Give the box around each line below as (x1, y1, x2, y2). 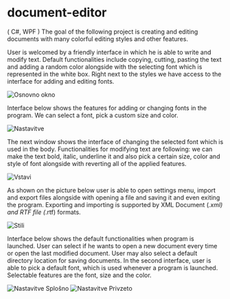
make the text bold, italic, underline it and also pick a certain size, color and (7, 152, 220, 160)
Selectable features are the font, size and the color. (7, 271, 152, 279)
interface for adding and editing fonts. (7, 77, 115, 85)
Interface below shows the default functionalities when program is (7, 235, 194, 243)
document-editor (7, 5, 107, 21)
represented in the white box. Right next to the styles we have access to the (7, 70, 222, 78)
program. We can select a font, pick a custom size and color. (7, 111, 179, 119)
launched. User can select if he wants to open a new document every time (7, 241, 218, 250)
